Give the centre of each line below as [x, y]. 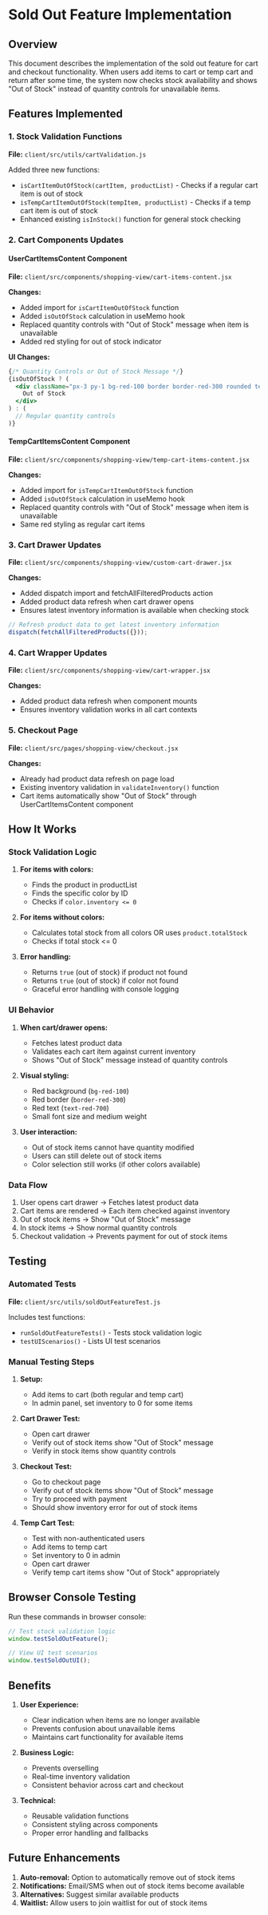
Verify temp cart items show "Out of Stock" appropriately [126, 1572]
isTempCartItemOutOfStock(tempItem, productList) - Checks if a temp [135, 202]
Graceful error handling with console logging [105, 989]
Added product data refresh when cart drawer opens [106, 602]
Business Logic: [47, 1753]
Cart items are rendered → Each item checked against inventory [125, 1210]
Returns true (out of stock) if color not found [105, 981]
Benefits [30, 1685]
